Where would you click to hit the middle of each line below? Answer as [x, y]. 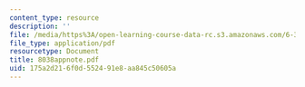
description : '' [40, 26]
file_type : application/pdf [63, 43]
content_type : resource [54, 18]
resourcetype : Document [54, 52]
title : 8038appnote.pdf [54, 60]
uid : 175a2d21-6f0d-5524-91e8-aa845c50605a [93, 69]
